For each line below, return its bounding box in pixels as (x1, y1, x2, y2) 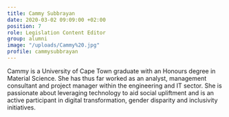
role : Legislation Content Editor (7, 29, 107, 36)
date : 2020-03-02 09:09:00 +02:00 (7, 16, 107, 23)
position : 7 (7, 23, 41, 29)
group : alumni (7, 36, 48, 42)
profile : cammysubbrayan (7, 49, 78, 55)
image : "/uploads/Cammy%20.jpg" (7, 42, 100, 49)
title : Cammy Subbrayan (7, 10, 76, 17)
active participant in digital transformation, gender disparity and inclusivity (7, 96, 218, 104)
